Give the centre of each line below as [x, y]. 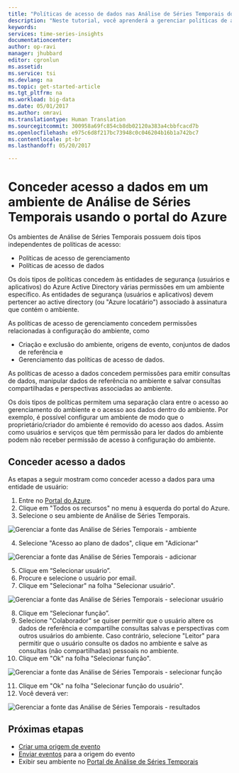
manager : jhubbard [35, 54]
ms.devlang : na [30, 80]
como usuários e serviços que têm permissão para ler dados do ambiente [116, 433]
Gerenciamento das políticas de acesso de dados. [91, 360]
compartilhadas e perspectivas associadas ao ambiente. [90, 389]
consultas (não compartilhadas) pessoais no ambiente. [99, 650]
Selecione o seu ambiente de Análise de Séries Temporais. [104, 516]
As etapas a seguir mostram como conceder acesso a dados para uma [111, 479]
